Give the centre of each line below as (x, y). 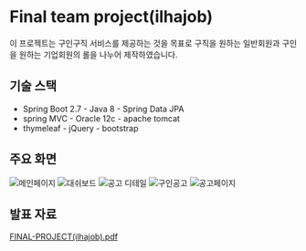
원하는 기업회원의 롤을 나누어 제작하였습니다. (98, 54)
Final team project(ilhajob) (111, 17)
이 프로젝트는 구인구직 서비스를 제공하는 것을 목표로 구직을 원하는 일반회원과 (145, 43)
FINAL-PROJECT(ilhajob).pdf (64, 237)
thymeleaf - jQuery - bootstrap (80, 128)
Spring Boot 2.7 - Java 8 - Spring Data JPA (103, 109)
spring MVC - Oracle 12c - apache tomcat (101, 118)
